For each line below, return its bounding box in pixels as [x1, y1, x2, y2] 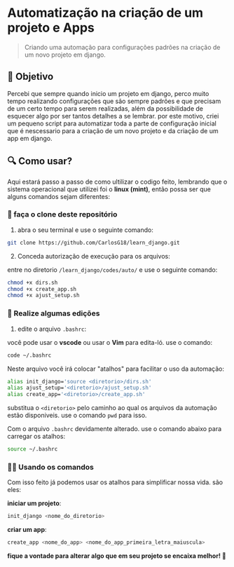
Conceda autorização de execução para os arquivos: [17, 252, 170, 260]
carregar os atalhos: [7, 432, 65, 441]
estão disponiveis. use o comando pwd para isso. [7, 411, 147, 420]
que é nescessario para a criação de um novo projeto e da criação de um [7, 126, 219, 135]
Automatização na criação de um [7, 5, 204, 21]
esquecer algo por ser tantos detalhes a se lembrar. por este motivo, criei [7, 111, 219, 120]
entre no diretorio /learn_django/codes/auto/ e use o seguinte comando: [7, 265, 218, 274]
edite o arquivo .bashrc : [17, 325, 87, 333]
